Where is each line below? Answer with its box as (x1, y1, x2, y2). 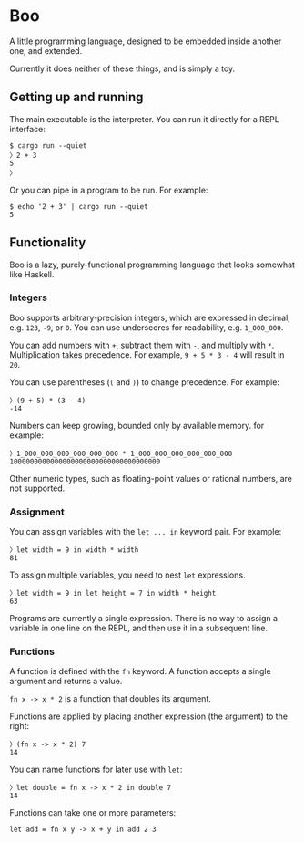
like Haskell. (9, 268, 55, 279)
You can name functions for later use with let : (9, 764, 183, 775)
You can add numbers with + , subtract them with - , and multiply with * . (9, 339, 275, 350)
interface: (9, 123, 46, 134)
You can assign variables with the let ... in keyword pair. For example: (9, 526, 282, 537)
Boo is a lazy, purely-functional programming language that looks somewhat (9, 259, 296, 270)
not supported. (9, 483, 66, 494)
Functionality (9, 234, 86, 251)
